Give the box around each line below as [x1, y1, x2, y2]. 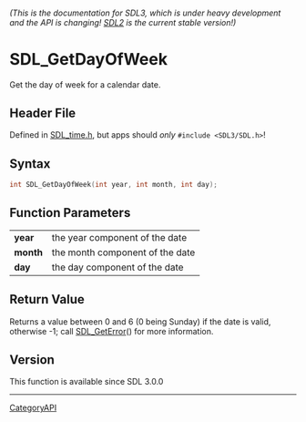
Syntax [9, 156, 51, 171]
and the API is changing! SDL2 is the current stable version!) [9, 16, 237, 27]
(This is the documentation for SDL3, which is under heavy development [9, 7, 281, 18]
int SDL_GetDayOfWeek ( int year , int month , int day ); [9, 180, 219, 190]
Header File [9, 105, 76, 120]
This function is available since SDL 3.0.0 [9, 376, 164, 387]
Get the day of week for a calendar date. [9, 78, 161, 90]
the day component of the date [51, 261, 184, 273]
